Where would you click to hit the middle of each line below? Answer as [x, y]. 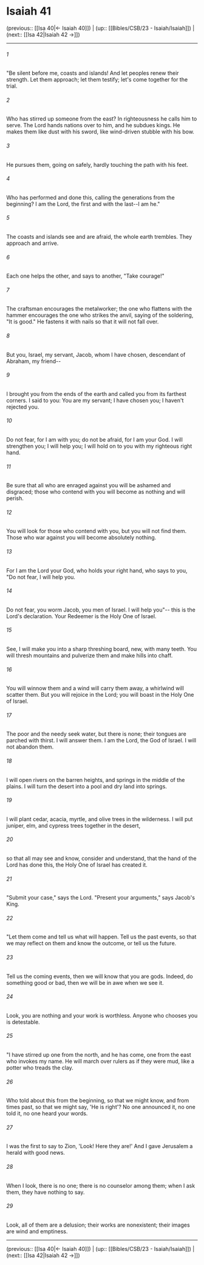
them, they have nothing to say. [46, 1192]
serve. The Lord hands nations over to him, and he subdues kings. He [93, 125]
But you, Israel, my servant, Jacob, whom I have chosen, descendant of [96, 354]
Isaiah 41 [29, 11]
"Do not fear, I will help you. [41, 577]
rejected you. [23, 407]
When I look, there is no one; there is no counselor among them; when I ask [101, 1185]
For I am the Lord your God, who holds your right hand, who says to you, [97, 570]
